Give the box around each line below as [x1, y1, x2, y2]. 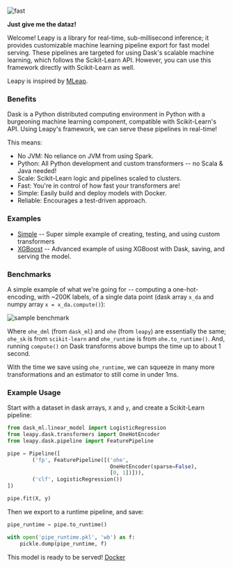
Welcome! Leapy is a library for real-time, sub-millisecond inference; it [7, 33, 209, 42]
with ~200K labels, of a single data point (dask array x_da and [37, 292, 214, 301]
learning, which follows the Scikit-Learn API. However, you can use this [7, 56, 211, 64]
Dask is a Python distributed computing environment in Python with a [7, 110, 205, 119]
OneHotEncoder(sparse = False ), [110, 463, 198, 470]
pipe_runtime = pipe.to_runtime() [7, 521, 108, 528]
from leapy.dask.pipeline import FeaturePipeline [7, 437, 154, 444]
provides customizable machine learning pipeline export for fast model [7, 41, 210, 49]
